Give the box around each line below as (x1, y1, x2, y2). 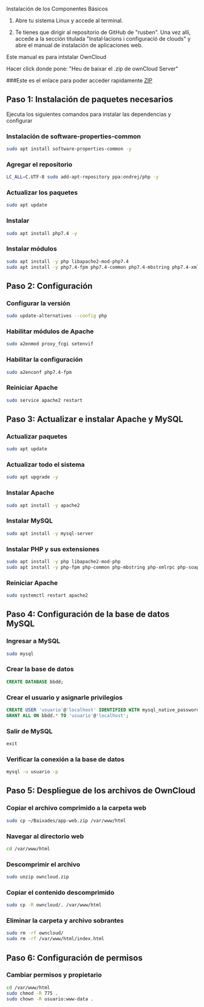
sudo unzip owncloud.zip (6, 874, 69, 880)
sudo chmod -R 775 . (6, 990, 59, 996)
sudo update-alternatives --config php (6, 313, 107, 319)
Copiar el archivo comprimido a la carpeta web (6, 804, 147, 812)
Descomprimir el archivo (6, 860, 81, 869)
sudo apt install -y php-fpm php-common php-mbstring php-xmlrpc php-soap (6, 564, 200, 570)
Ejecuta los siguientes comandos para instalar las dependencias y (6, 110, 171, 118)
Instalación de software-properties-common (6, 132, 141, 140)
